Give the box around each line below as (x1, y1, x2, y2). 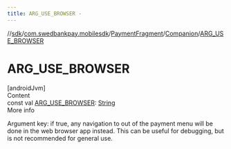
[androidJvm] (7, 84, 46, 92)
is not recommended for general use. (7, 134, 113, 142)
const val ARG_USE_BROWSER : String (7, 98, 115, 107)
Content (7, 91, 30, 99)
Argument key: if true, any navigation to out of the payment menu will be (7, 119, 213, 128)
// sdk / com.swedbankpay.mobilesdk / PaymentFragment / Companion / (7, 29, 201, 37)
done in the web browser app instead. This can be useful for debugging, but (7, 126, 225, 135)
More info (7, 105, 35, 114)
